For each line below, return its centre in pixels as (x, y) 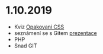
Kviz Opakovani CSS (39, 27)
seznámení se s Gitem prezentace (55, 33)
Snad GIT (25, 46)
